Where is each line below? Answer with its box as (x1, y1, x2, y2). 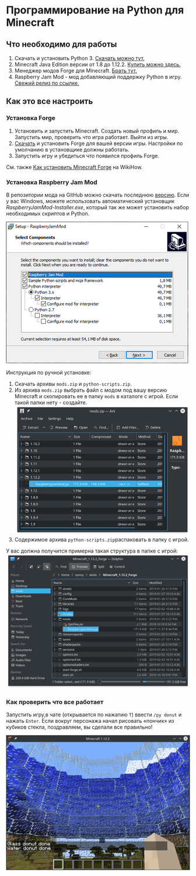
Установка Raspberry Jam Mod (6, 178, 97, 186)
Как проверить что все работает (6, 698, 104, 706)
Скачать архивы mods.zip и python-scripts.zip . (14, 380, 132, 387)
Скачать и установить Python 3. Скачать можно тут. (14, 55, 145, 61)
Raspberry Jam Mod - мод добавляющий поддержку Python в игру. (14, 74, 182, 80)
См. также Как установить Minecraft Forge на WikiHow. (6, 163, 143, 170)
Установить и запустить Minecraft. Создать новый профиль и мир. (14, 127, 180, 134)
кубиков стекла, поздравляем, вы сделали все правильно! (6, 723, 153, 731)
